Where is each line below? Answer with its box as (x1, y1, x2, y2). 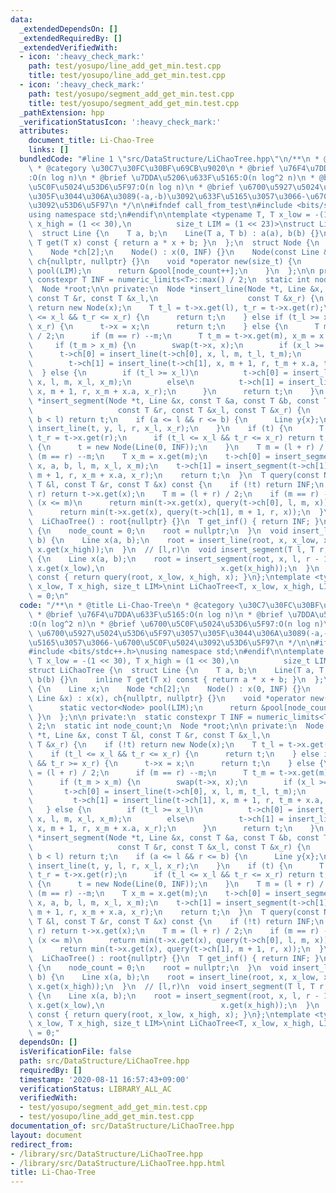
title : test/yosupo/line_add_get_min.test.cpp (28, 71, 226, 81)
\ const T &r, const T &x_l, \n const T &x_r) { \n (28, 294, 325, 304)
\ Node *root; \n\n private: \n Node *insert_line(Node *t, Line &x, (28, 284, 325, 295)
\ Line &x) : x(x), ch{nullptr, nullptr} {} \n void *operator (28, 693, 307, 703)
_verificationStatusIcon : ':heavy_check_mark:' (19, 117, 222, 127)
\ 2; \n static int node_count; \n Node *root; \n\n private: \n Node (28, 721, 325, 731)
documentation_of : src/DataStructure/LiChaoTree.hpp (10, 1121, 235, 1131)
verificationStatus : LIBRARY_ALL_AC (19, 1084, 172, 1094)
